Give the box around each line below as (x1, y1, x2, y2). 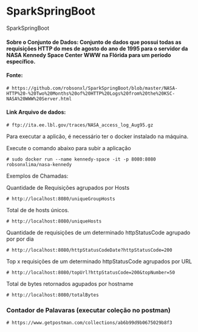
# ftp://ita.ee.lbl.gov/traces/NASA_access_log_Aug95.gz (6, 122, 154, 128)
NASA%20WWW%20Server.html (6, 95, 72, 102)
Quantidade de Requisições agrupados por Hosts (6, 184, 129, 191)
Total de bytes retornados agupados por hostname (6, 280, 134, 287)
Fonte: (6, 72, 23, 79)
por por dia (6, 235, 35, 243)
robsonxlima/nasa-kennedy (6, 161, 72, 168)
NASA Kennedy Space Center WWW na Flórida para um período (6, 51, 171, 58)
